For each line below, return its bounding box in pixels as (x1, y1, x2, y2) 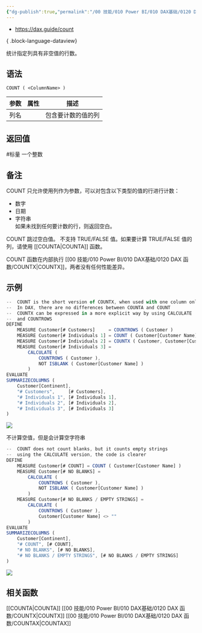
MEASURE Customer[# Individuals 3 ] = (17, 344, 112, 350)
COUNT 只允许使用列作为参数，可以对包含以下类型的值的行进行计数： (6, 187, 180, 195)
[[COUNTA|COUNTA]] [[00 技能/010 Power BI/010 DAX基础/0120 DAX (6, 605, 179, 612)
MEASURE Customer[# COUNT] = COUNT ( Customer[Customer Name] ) (17, 462, 182, 469)
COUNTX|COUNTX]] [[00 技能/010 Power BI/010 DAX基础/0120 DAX (13, 613, 183, 620)
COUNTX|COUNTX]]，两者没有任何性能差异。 (13, 263, 128, 271)
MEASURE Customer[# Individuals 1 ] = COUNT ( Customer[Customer (17, 333, 182, 339)
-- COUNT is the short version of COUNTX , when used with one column (6, 299, 187, 305)
